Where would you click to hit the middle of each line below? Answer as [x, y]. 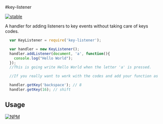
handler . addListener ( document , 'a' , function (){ [60, 53]
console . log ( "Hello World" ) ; [43, 58]
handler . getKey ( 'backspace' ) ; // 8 [46, 85]
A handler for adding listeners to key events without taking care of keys [77, 26]
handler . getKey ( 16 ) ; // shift [40, 90]
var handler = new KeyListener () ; [44, 49]
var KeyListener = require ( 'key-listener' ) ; [55, 40]
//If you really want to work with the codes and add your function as [84, 76]
